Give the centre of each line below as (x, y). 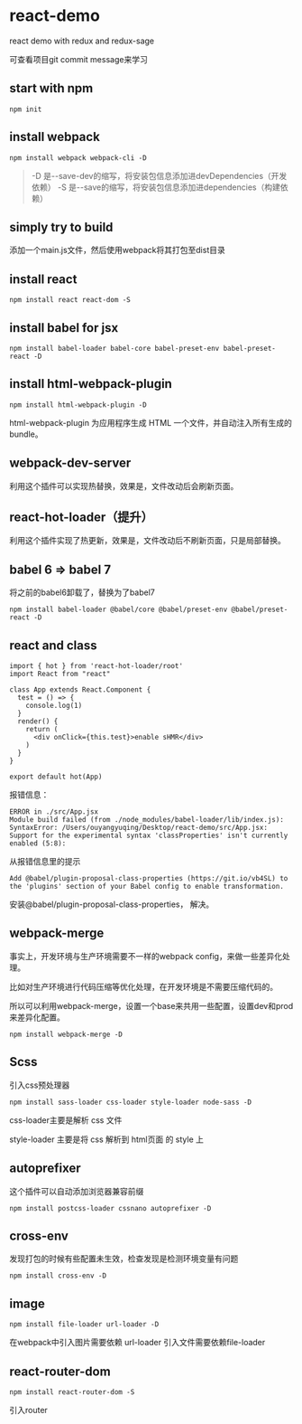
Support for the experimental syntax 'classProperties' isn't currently (149, 836)
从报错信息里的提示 (45, 862)
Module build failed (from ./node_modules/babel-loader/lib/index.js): (146, 820)
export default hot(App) (56, 777)
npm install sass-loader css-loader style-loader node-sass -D (131, 1102)
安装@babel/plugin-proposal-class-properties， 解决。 (112, 904)
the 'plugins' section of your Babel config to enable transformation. (146, 887)
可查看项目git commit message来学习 (79, 59)
